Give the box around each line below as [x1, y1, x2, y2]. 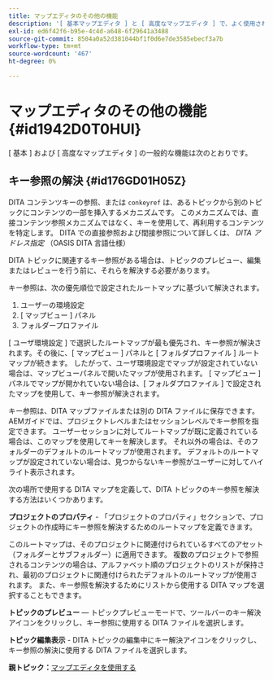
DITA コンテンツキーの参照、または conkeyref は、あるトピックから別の [8, 197, 249, 207]
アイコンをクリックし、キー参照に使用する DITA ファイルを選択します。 [8, 617, 249, 627]
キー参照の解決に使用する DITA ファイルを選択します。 [8, 645, 192, 655]
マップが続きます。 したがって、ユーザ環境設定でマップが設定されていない [8, 358, 258, 367]
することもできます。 [15, 590, 87, 599]
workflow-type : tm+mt [8, 42, 82, 50]
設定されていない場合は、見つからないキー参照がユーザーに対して [29, 457, 250, 467]
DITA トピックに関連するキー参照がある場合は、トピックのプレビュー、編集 [8, 255, 262, 265]
